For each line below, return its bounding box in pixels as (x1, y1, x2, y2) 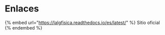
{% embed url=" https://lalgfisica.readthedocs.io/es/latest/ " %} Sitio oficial (5, 19, 160, 25)
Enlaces (5, 3, 39, 14)
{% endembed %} (5, 24, 43, 30)
